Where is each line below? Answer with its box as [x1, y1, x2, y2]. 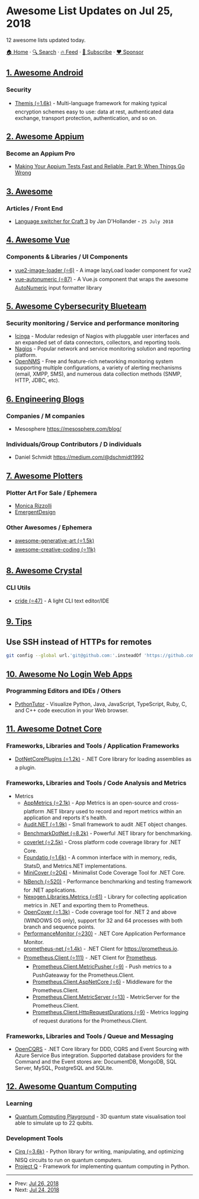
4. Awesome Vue [6, 235, 70, 245]
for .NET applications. [23, 886, 77, 894]
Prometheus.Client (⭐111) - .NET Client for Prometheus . [23, 954, 158, 961]
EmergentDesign [14, 509, 56, 516]
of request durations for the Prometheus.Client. [32, 1017, 148, 1024]
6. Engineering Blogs [6, 394, 85, 404]
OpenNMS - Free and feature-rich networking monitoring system [14, 358, 174, 365]
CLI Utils [6, 583, 31, 592]
